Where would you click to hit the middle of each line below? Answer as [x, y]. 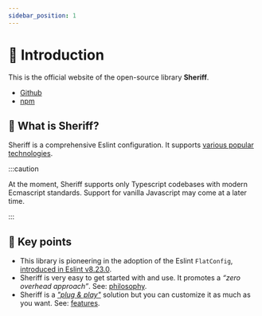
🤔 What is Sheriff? [54, 125]
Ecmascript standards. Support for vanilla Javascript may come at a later [127, 193]
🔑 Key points [40, 242]
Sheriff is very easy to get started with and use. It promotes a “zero [130, 278]
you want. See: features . [60, 303]
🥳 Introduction [57, 55]
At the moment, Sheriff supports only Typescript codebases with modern [128, 185]
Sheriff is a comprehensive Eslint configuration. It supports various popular [131, 145]
